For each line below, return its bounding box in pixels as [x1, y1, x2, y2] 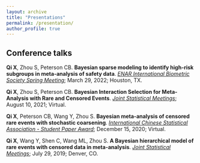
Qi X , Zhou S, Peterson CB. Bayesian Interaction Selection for [6, 88, 161, 96]
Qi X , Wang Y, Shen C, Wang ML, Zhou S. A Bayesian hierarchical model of [6, 137, 194, 144]
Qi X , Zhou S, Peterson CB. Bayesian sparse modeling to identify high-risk [6, 64, 194, 71]
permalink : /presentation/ [6, 20, 74, 26]
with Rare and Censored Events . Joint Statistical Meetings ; [29, 94, 177, 102]
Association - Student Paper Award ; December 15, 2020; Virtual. [6, 126, 166, 133]
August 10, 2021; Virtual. [6, 101, 67, 108]
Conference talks [6, 48, 72, 58]
